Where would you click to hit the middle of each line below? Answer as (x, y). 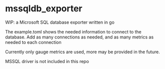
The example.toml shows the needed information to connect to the (73, 32)
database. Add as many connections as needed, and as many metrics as (80, 37)
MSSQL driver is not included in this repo (47, 61)
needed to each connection (33, 42)
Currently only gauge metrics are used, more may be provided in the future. (82, 52)
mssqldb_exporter (44, 9)
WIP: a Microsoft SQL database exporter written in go (60, 22)
